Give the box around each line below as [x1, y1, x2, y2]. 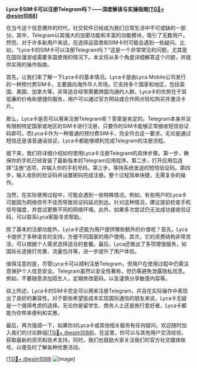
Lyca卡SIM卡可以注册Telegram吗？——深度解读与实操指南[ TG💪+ [6, 6, 165, 12]
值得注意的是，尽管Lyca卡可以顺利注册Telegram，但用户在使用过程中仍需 [6, 260, 184, 267]
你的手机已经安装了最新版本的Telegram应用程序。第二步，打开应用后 [11, 157, 178, 163]
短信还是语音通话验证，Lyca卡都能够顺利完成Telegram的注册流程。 [6, 137, 169, 144]
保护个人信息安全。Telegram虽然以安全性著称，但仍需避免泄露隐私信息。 [11, 268, 188, 274]
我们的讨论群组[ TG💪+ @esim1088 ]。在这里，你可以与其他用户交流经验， [11, 329, 186, 336]
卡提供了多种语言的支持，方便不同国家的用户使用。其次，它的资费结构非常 [6, 233, 186, 240]
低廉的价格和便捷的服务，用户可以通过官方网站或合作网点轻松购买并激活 [6, 96, 181, 102]
